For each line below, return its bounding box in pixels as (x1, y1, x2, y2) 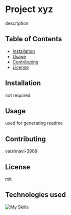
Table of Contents (5, 35, 62, 43)
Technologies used (5, 190, 66, 199)
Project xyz (5, 4, 53, 15)
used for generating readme (5, 120, 63, 126)
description (5, 20, 29, 26)
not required (5, 92, 31, 98)
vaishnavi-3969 (5, 148, 37, 154)
